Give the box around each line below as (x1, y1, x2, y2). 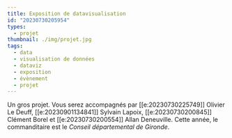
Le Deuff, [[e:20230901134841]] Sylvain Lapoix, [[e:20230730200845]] (7, 108, 212, 116)
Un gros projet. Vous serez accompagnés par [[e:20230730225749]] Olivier (7, 100, 225, 109)
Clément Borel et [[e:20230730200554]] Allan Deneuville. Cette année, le (7, 116, 218, 124)
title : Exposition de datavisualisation (7, 10, 127, 17)
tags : (7, 43, 23, 49)
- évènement (13, 75, 49, 82)
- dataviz (13, 62, 42, 69)
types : (7, 23, 26, 30)
